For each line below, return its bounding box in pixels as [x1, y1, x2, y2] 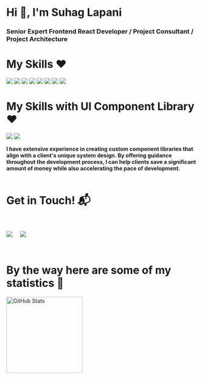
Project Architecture [6, 35, 68, 43]
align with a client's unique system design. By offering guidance [6, 152, 172, 159]
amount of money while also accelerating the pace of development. [6, 165, 181, 172]
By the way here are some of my [6, 263, 172, 277]
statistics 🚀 [6, 277, 64, 290]
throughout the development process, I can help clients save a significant [6, 158, 197, 165]
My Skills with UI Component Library [6, 100, 195, 113]
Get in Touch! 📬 [6, 194, 91, 208]
